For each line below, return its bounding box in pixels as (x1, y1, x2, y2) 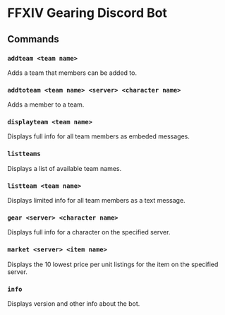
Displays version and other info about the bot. (7, 299, 140, 308)
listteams (7, 150, 41, 158)
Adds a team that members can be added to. (7, 69, 138, 77)
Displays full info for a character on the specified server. (7, 228, 171, 237)
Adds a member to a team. (7, 100, 85, 109)
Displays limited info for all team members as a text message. (7, 196, 186, 205)
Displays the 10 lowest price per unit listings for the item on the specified (7, 260, 219, 268)
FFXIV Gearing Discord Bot (7, 5, 168, 21)
